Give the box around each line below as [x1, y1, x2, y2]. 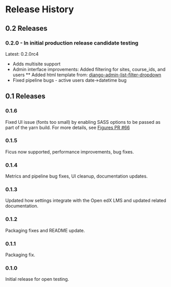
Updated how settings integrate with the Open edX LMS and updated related [5, 197, 166, 204]
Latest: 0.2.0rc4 [5, 51, 39, 57]
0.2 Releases [5, 24, 47, 33]
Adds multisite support [12, 60, 61, 67]
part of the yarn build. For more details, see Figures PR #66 [5, 124, 130, 130]
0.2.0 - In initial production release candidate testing [5, 39, 139, 47]
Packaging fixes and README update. [5, 227, 85, 233]
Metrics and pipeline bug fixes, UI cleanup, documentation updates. [5, 173, 148, 180]
